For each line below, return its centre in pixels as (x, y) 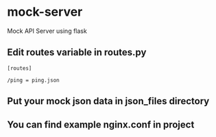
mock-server (45, 12)
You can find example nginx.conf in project (101, 124)
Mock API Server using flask (47, 31)
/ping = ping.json (33, 80)
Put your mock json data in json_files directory (108, 101)
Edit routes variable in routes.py (77, 52)
